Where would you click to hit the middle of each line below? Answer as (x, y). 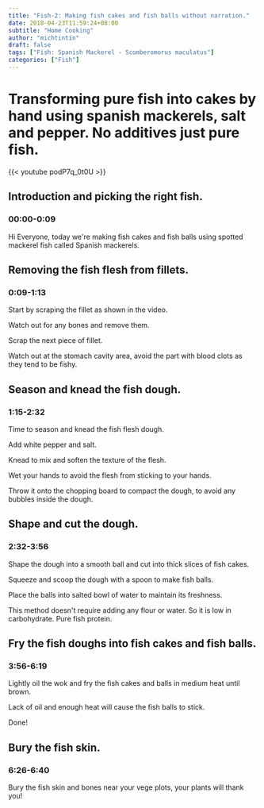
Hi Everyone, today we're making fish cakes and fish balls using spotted (126, 237)
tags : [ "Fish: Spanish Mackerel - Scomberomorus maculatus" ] (111, 52)
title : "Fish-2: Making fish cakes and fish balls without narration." (129, 15)
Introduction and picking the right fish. (106, 196)
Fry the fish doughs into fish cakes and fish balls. (132, 643)
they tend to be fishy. (43, 364)
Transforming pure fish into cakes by (132, 99)
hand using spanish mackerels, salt (127, 116)
